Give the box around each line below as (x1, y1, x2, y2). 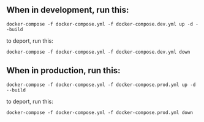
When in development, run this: (6, 5, 129, 15)
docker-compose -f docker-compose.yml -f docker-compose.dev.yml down (6, 49, 191, 55)
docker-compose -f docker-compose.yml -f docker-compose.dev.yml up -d (6, 21, 193, 27)
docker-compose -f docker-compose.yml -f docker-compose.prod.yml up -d (6, 82, 196, 88)
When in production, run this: (6, 65, 121, 76)
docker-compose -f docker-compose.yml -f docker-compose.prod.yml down (6, 109, 193, 115)
